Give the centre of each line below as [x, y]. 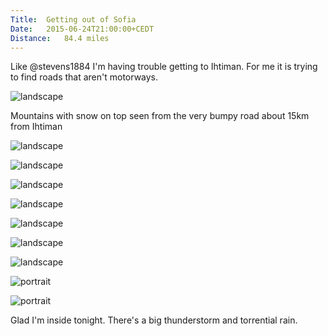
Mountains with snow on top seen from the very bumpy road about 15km [160, 116]
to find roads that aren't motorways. [84, 77]
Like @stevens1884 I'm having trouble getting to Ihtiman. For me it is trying [164, 67]
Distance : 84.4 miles [60, 38]
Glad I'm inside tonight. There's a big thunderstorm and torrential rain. [154, 320]
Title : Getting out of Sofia [73, 19]
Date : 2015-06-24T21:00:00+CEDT [82, 29]
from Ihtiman [36, 127]
